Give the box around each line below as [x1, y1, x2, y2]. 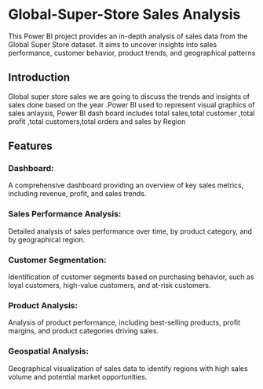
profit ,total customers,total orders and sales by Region [8, 116, 186, 126]
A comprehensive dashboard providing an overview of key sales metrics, [8, 180, 244, 190]
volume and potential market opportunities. [8, 372, 148, 381]
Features [8, 140, 53, 153]
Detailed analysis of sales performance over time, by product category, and [8, 226, 253, 236]
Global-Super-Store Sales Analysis [8, 5, 241, 24]
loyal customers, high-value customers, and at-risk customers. [8, 281, 211, 290]
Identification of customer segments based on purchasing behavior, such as [8, 272, 254, 282]
